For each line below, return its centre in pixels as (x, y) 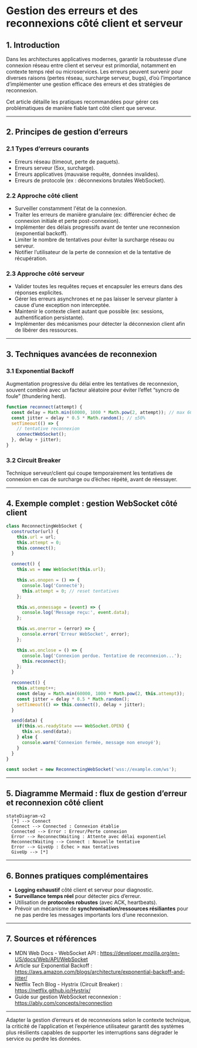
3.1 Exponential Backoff (40, 371)
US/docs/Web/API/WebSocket (51, 959)
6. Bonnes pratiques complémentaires (77, 875)
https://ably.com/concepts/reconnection (63, 1003)
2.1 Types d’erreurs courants (47, 149)
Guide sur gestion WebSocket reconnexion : (68, 997)
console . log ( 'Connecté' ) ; (53, 585)
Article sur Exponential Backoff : (53, 965)
